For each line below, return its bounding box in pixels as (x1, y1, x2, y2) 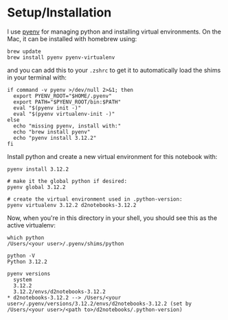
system (13, 276, 32, 283)
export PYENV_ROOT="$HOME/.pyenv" (13, 93, 112, 99)
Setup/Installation (7, 5, 112, 21)
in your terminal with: (7, 73, 67, 82)
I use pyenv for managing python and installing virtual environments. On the (7, 27, 222, 36)
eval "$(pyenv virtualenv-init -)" (13, 110, 115, 117)
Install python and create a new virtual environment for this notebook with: (7, 152, 218, 160)
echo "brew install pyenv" (13, 128, 91, 135)
